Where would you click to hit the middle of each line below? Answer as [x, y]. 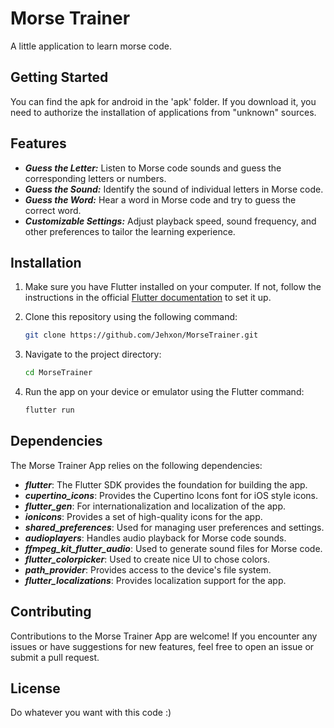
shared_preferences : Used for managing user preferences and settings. [174, 527]
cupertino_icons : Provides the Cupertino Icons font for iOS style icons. [171, 495]
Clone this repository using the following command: [131, 317]
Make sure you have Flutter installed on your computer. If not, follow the [173, 287]
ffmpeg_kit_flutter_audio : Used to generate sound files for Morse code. [173, 548]
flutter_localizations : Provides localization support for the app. [155, 580]
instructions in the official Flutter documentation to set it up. [148, 298]
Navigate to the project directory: [93, 354]
